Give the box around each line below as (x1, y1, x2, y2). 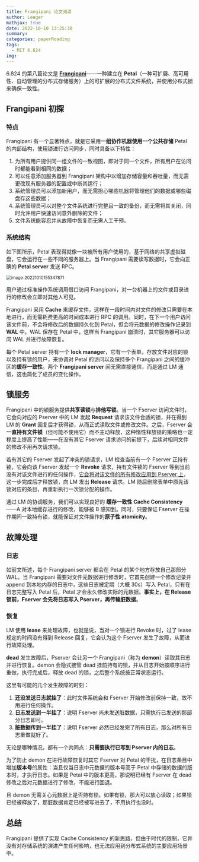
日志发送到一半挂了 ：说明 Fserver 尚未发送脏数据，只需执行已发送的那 (14, 709, 188, 716)
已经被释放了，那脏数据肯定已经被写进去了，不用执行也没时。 (6, 799, 157, 806)
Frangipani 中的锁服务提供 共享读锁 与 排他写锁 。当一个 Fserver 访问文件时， (6, 406, 190, 413)
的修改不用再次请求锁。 (6, 443, 63, 451)
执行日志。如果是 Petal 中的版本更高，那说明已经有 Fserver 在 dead (26, 771, 192, 778)
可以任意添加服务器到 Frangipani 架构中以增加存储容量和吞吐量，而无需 (14, 173, 190, 180)
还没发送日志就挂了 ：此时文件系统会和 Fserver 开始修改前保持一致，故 (14, 694, 188, 701)
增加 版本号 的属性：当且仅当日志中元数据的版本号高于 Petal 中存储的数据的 (6, 764, 188, 771)
